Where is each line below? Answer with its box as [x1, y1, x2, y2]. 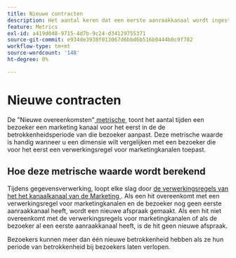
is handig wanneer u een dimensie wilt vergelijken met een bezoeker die [7, 137, 216, 146]
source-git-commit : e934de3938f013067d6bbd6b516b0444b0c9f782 [7, 36, 193, 43]
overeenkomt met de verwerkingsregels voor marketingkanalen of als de [7, 214, 218, 222]
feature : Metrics [7, 23, 58, 30]
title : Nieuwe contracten [7, 10, 83, 18]
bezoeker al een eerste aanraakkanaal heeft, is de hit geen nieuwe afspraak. [7, 222, 228, 230]
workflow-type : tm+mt [7, 43, 71, 50]
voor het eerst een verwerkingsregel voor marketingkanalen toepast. [7, 145, 206, 154]
